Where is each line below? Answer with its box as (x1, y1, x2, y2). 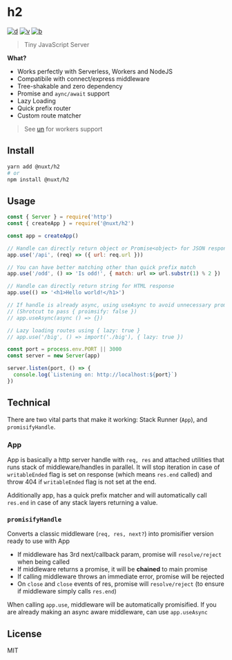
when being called (17, 558, 70, 566)
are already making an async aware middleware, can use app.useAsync (7, 608, 209, 616)
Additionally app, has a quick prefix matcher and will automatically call (7, 491, 207, 499)
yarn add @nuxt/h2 (7, 163, 60, 170)
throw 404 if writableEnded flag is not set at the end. (7, 477, 157, 486)
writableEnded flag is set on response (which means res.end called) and (7, 470, 213, 478)
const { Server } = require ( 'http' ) (7, 214, 113, 221)
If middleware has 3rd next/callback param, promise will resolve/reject (17, 551, 222, 559)
